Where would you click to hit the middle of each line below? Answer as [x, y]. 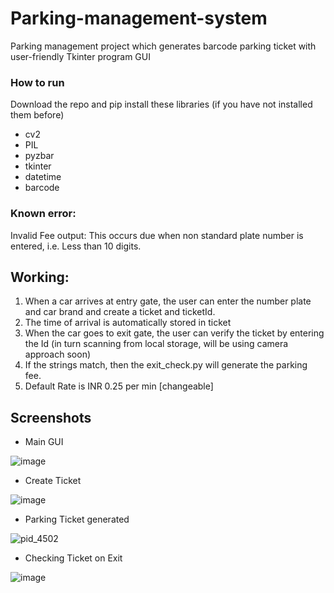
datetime [43, 177]
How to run [37, 82]
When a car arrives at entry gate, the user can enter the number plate [168, 301]
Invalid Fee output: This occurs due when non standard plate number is [157, 235]
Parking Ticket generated [77, 519]
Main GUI [44, 442]
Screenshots [51, 417]
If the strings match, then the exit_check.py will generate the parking [166, 365]
